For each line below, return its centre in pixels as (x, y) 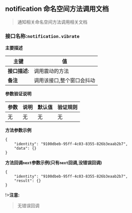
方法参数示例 (18, 130)
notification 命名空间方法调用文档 (57, 9)
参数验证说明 (18, 94)
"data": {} (25, 149)
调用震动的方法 (52, 71)
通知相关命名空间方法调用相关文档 (52, 22)
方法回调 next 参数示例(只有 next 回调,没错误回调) (54, 163)
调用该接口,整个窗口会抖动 (65, 80)
